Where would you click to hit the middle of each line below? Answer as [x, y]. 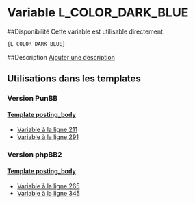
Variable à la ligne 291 [48, 137]
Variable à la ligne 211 [47, 130]
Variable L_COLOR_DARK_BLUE [98, 13]
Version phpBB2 [35, 155]
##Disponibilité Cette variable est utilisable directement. [86, 31]
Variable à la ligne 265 [48, 186]
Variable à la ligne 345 [49, 194]
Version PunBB [32, 99]
